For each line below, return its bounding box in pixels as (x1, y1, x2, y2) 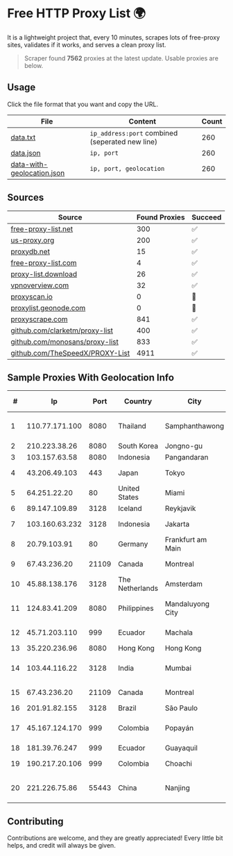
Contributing (7, 815, 64, 827)
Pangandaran (164, 453, 209, 462)
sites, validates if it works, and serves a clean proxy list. (7, 40, 166, 49)
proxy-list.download (10, 269, 78, 278)
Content (128, 116, 157, 126)
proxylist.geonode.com (10, 303, 86, 312)
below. (24, 61, 44, 69)
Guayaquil (164, 744, 198, 753)
